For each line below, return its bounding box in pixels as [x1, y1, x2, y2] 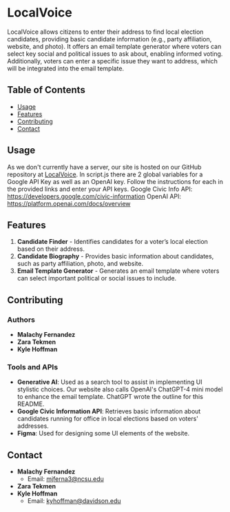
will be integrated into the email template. [7, 64, 125, 72]
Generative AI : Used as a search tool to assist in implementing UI [17, 378, 202, 387]
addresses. [17, 422, 50, 430]
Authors [7, 315, 36, 325]
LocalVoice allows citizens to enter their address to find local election [7, 28, 204, 36]
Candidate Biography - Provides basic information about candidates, [17, 252, 214, 260]
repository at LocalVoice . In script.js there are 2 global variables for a [7, 170, 203, 178]
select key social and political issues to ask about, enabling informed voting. [7, 50, 223, 58]
